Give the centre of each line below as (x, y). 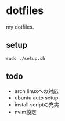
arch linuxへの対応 (36, 91)
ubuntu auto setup (36, 98)
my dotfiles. (20, 27)
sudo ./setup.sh (26, 58)
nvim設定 (25, 112)
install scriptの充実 (37, 104)
